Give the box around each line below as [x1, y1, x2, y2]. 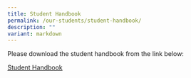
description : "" [7, 23, 56, 30]
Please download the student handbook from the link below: [7, 50, 184, 58]
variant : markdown [7, 30, 62, 38]
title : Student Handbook [7, 10, 81, 18]
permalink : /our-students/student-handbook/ [7, 17, 142, 24]
